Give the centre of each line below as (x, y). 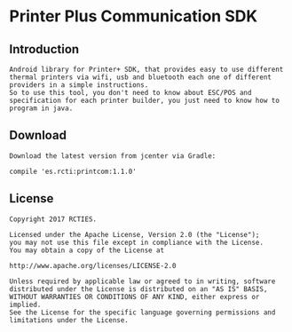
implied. (25, 304)
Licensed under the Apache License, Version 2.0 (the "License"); (134, 234)
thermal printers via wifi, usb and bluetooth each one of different (141, 77)
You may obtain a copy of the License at (87, 250)
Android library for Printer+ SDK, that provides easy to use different (146, 69)
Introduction (44, 49)
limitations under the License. (69, 320)
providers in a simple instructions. (79, 85)
